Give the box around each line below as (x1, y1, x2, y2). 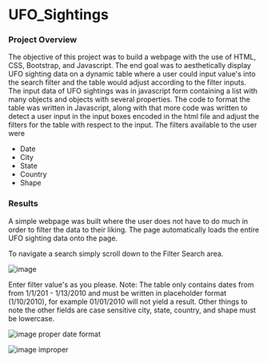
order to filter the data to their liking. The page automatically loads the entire (8, 225, 260, 234)
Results (8, 198, 38, 209)
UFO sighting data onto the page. (8, 233, 118, 243)
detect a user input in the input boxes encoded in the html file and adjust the (8, 112, 260, 121)
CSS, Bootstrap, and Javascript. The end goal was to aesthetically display (8, 61, 252, 70)
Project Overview (8, 34, 78, 46)
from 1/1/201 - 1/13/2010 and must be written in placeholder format (8, 288, 226, 297)
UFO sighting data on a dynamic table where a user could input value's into (8, 70, 256, 79)
